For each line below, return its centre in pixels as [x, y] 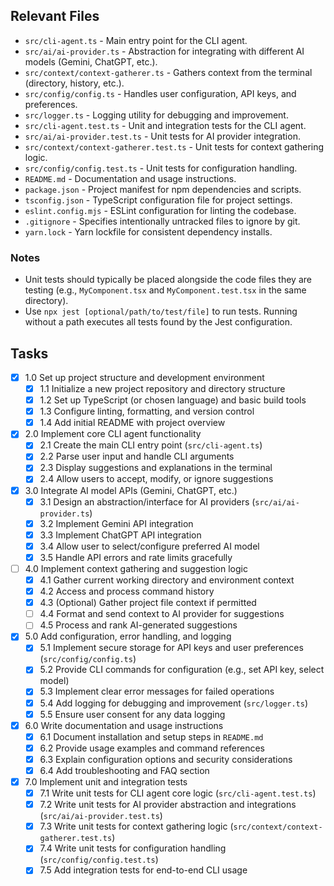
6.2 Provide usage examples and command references [152, 748]
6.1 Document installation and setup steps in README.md [151, 736]
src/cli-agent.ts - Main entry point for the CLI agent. [136, 40]
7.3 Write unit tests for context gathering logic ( [136, 826]
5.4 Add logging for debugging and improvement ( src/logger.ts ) [174, 703]
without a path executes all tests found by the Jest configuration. [158, 322]
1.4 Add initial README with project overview [132, 423]
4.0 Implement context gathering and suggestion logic [136, 568]
